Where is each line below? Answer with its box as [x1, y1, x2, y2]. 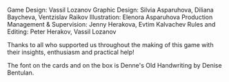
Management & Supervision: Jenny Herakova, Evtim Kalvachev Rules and [7, 20, 216, 28]
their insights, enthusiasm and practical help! [7, 48, 135, 56]
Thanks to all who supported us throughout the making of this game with [7, 41, 214, 49]
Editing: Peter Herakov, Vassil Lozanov [7, 27, 117, 36]
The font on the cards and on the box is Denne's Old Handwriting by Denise [7, 61, 222, 69]
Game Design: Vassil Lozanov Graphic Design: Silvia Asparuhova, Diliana [7, 6, 214, 14]
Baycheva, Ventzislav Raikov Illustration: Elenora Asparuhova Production [7, 13, 213, 21]
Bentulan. [7, 68, 34, 77]
